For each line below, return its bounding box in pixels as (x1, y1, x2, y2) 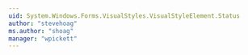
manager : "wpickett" (8, 34, 78, 43)
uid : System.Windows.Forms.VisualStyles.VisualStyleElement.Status (8, 11, 241, 20)
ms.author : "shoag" (8, 27, 74, 35)
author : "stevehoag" (8, 19, 78, 27)
